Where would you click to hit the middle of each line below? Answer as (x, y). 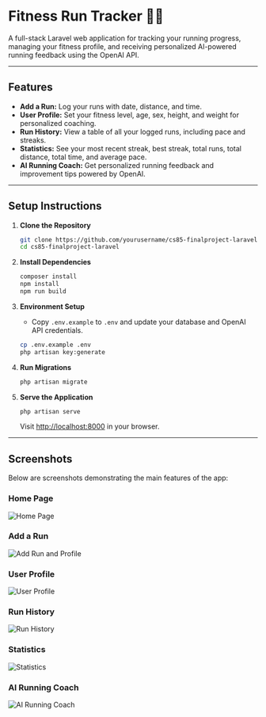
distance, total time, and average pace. (83, 157)
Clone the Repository (55, 225)
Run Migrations (46, 367)
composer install (48, 277)
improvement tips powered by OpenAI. (83, 174)
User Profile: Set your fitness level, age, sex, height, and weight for (129, 115)
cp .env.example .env (55, 345)
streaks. (33, 140)
